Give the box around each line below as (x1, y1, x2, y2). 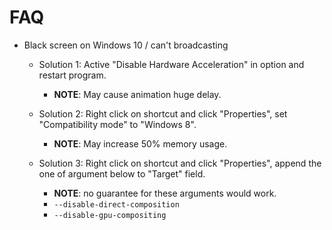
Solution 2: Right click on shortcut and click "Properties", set (38, 107, 288, 120)
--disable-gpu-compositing (53, 210, 167, 220)
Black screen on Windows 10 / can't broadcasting (23, 39, 229, 51)
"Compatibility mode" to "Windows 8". (38, 118, 197, 130)
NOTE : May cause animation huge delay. (53, 88, 222, 100)
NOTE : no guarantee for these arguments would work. (53, 187, 277, 199)
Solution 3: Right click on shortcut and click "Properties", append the (38, 157, 322, 169)
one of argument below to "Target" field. (38, 167, 206, 180)
